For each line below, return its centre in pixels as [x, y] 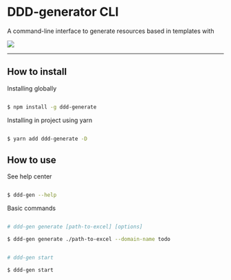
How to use [32, 160]
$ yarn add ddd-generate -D [47, 139]
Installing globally [32, 88]
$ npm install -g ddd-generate [52, 107]
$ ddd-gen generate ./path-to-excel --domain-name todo [89, 240]
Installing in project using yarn [50, 120]
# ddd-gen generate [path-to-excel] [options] [75, 227]
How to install [37, 72]
